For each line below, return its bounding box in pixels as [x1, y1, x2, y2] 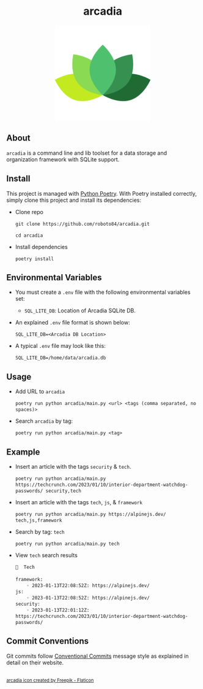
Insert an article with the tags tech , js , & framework [15, 499, 142, 506]
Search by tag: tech [15, 528, 65, 535]
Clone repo [15, 208, 44, 215]
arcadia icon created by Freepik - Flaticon [6, 677, 94, 683]
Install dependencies [15, 243, 68, 250]
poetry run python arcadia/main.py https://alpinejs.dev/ [15, 511, 166, 517]
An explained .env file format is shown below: [15, 319, 130, 326]
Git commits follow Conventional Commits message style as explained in [6, 652, 189, 660]
